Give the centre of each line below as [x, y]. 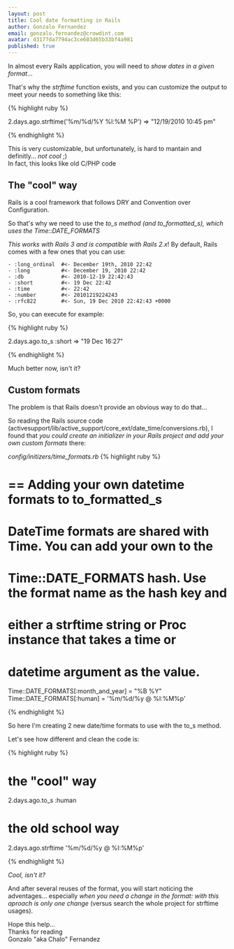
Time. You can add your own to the [111, 546]
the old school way [64, 828]
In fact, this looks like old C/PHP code [62, 164]
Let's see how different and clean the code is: [74, 739]
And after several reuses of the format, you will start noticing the [101, 889]
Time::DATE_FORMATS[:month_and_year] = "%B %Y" [85, 691]
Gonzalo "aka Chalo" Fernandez [54, 939]
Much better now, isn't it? [44, 368]
